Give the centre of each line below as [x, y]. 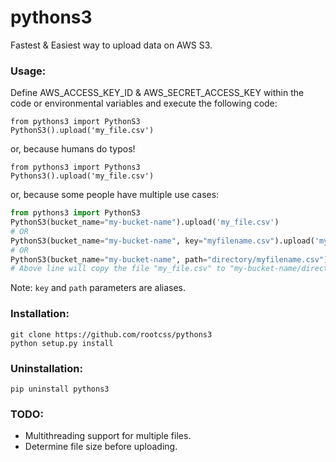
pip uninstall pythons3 [60, 389]
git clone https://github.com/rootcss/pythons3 [111, 334]
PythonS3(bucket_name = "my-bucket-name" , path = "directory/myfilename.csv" [167, 259]
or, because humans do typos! [73, 149]
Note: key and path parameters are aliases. [98, 288]
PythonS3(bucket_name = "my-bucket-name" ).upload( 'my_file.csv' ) [145, 222]
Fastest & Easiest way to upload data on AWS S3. [111, 45]
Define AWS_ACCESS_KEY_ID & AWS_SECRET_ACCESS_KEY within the [157, 93]
